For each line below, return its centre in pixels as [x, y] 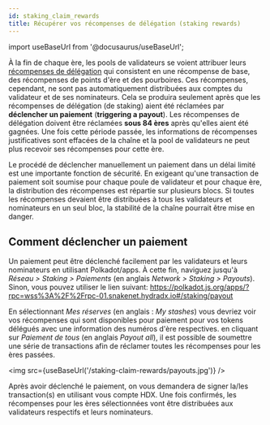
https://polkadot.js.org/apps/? [199, 287]
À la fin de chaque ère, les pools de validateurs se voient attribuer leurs [127, 63]
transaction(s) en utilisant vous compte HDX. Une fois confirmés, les [122, 395]
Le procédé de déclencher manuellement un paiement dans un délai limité [132, 164]
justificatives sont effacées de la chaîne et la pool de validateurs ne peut [129, 140]
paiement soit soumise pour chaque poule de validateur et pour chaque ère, [135, 182]
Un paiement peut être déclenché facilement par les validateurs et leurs [128, 262]
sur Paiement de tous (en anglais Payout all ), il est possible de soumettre [131, 337]
